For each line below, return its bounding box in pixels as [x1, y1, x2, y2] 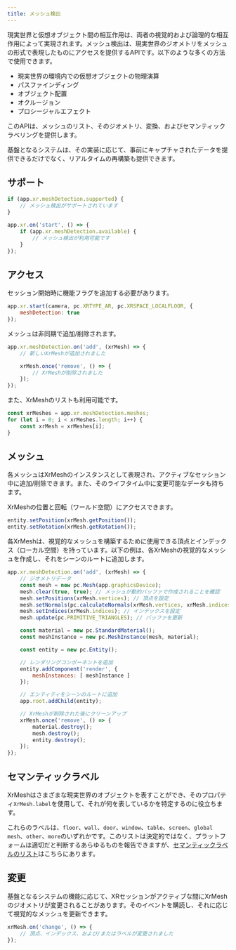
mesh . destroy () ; [32, 730, 80, 737]
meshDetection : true [20, 310, 80, 317]
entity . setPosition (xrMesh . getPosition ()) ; [7, 517, 137, 524]
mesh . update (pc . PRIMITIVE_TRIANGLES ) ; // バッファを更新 [20, 614, 183, 621]
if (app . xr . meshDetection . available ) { [20, 227, 137, 235]
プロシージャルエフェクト [17, 107, 91, 115]
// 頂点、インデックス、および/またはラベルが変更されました [20, 930, 173, 937]
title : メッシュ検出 [7, 10, 61, 18]
